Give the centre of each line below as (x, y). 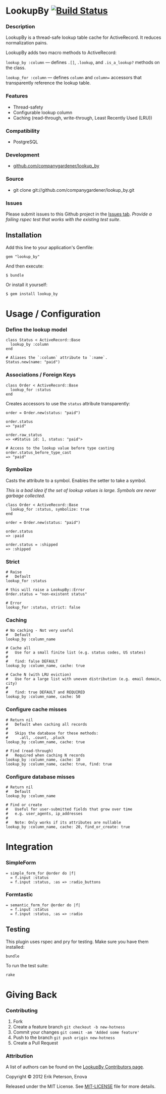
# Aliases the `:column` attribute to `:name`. (57, 358)
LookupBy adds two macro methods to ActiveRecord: (61, 52)
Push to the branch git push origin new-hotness (64, 1037)
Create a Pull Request (36, 1043)
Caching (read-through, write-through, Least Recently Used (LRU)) (83, 118)
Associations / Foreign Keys (41, 375)
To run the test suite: (27, 965)
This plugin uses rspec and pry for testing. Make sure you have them (77, 942)
